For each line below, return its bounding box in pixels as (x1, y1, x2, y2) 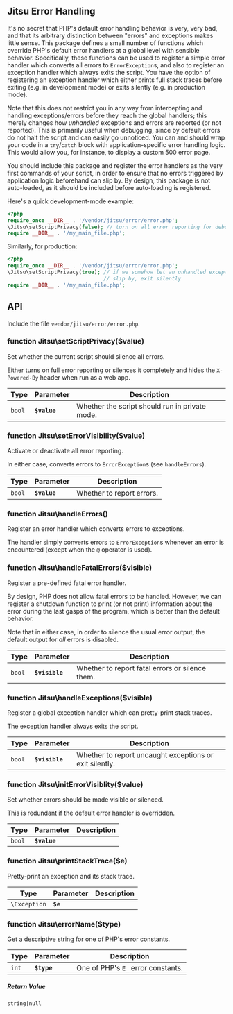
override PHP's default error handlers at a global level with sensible (7, 46, 200, 54)
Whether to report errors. (76, 489, 158, 498)
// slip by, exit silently (103, 275, 182, 282)
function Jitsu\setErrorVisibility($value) (7, 430, 146, 440)
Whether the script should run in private (76, 401, 206, 411)
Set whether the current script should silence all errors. (7, 352, 165, 360)
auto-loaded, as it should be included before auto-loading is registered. (7, 183, 212, 192)
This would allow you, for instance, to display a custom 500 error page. (7, 148, 211, 156)
